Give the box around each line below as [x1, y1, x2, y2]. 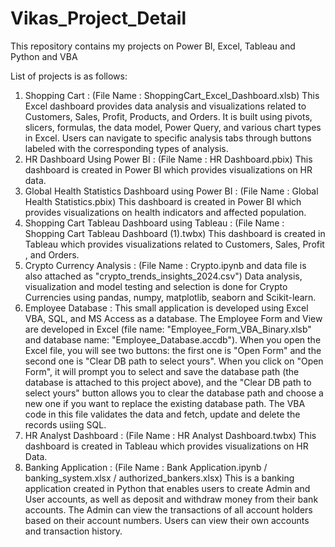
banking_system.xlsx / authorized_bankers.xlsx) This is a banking [24, 472, 295, 484]
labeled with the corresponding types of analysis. [24, 142, 229, 154]
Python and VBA [10, 50, 78, 62]
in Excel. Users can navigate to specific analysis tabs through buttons [24, 132, 312, 144]
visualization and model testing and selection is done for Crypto [24, 280, 288, 292]
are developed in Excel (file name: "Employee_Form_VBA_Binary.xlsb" [24, 323, 312, 335]
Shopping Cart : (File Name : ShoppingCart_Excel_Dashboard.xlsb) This [24, 89, 320, 101]
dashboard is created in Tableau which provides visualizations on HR [24, 440, 309, 452]
